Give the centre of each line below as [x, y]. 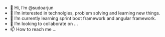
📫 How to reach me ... [33, 29]
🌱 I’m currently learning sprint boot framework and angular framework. [83, 18]
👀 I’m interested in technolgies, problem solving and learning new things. [85, 13]
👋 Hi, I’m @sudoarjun [32, 8]
